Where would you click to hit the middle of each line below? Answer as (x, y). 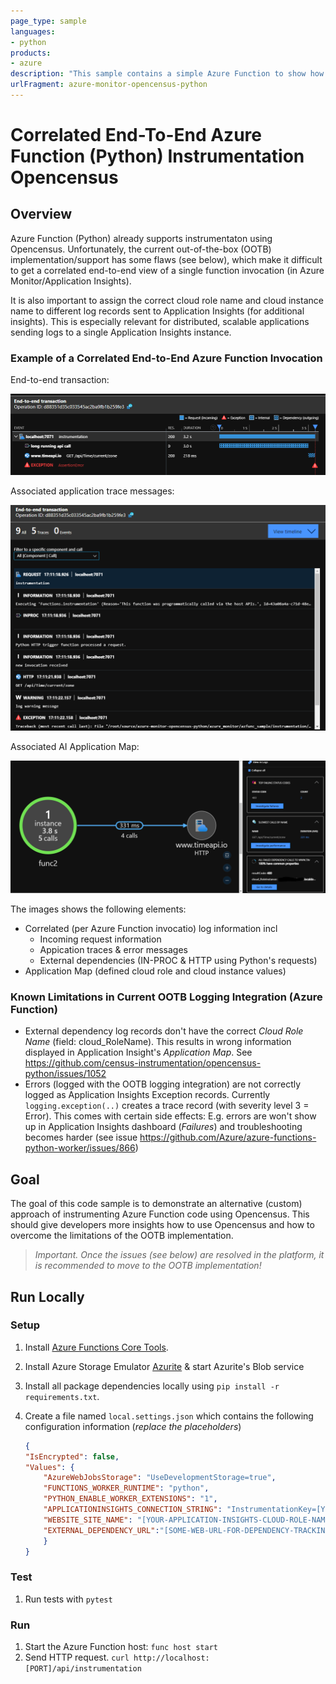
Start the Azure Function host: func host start (121, 1647)
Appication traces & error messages (114, 949)
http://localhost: (171, 1658)
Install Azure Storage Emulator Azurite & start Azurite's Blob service (164, 1366)
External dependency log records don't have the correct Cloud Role (164, 1031)
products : (31, 53)
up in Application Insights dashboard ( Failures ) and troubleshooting (163, 1127)
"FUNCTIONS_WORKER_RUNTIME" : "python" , (126, 1488)
